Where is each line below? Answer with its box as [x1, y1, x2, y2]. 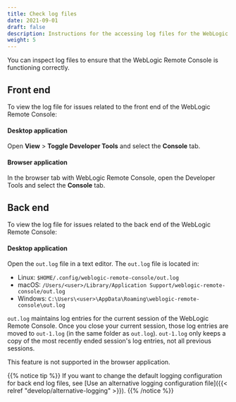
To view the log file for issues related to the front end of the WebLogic [7, 102, 211, 111]
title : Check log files [7, 10, 77, 18]
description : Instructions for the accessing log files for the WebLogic [7, 30, 229, 37]
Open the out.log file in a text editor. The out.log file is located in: [7, 260, 199, 268]
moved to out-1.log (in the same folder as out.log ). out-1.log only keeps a [7, 329, 226, 338]
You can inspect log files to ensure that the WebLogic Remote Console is [7, 56, 218, 64]
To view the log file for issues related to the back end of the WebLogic [7, 220, 211, 229]
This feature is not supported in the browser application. [7, 358, 170, 367]
